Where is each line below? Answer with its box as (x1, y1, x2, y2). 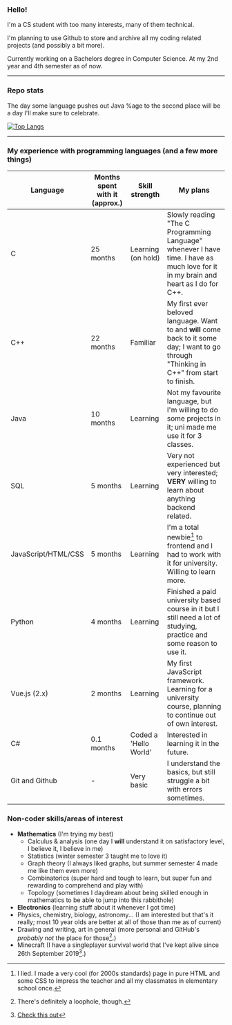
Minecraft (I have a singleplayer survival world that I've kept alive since (17, 941, 220, 949)
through (166, 350, 193, 360)
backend (166, 502, 195, 512)
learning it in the (166, 739, 220, 749)
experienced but (166, 459, 221, 469)
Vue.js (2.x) (10, 689, 48, 698)
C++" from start (166, 367, 219, 377)
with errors (166, 785, 202, 794)
